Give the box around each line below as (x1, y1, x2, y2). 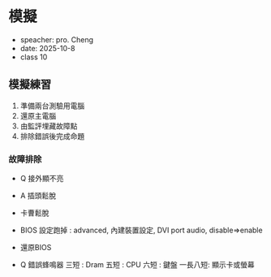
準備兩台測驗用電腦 (19, 101, 85, 110)
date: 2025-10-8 (19, 43, 75, 53)
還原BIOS (19, 243, 52, 253)
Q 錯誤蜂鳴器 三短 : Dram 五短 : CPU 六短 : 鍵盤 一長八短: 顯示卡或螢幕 (19, 260, 255, 270)
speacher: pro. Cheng (19, 34, 94, 45)
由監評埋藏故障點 (19, 121, 78, 131)
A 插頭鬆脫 (19, 191, 57, 201)
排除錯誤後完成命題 (19, 131, 85, 141)
